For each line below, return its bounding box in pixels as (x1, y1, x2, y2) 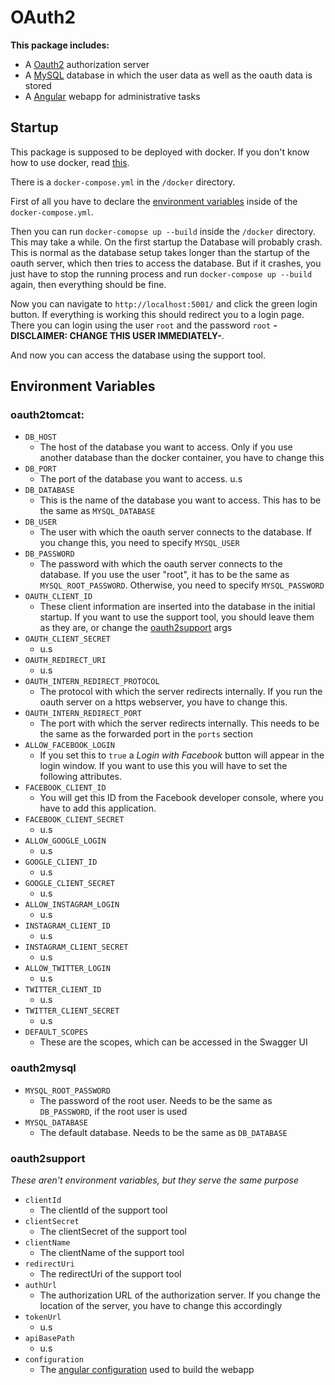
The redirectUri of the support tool (39, 1268, 182, 1280)
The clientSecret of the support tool (39, 1226, 187, 1238)
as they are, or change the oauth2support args (39, 622, 233, 634)
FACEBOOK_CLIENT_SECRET (24, 815, 125, 825)
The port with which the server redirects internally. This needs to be (39, 717, 320, 730)
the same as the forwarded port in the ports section (39, 728, 253, 740)
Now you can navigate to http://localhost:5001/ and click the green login (10, 297, 318, 310)
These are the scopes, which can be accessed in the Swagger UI (39, 1036, 308, 1048)
